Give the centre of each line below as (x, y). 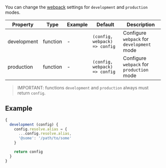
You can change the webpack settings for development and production (77, 7)
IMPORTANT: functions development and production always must (83, 88)
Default (105, 24)
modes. (13, 12)
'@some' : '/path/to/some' (45, 138)
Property (23, 24)
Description (141, 24)
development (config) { (34, 125)
